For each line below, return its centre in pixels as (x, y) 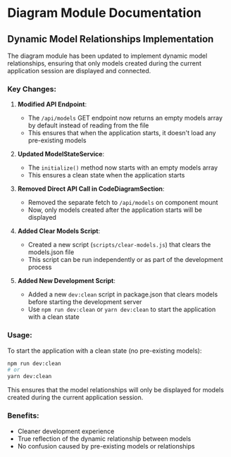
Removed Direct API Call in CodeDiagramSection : (91, 189)
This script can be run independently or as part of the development (125, 260)
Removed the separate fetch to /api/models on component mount (123, 203)
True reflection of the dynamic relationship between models (104, 439)
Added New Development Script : (67, 281)
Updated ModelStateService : (61, 154)
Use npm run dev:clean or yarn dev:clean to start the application (122, 309)
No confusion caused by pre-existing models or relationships (106, 446)
